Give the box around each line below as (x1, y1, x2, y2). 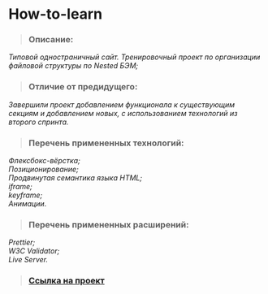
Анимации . (8, 199, 47, 209)
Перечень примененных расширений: (28, 219, 189, 230)
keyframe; (8, 190, 43, 200)
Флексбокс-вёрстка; (8, 156, 81, 166)
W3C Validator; (8, 246, 60, 256)
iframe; (8, 182, 32, 192)
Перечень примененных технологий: (28, 137, 184, 149)
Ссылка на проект (28, 275, 106, 287)
